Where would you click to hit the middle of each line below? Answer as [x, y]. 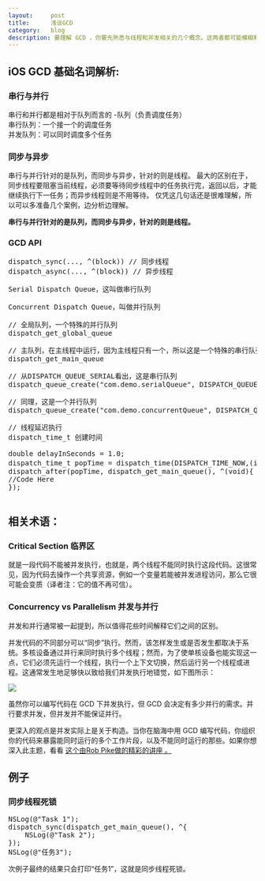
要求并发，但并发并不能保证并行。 [70, 713]
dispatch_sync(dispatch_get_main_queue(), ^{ [98, 827]
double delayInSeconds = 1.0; [67, 454]
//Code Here [31, 479]
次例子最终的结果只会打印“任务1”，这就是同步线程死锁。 [99, 869]
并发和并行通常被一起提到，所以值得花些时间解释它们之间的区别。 [115, 626]
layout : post [37, 15]
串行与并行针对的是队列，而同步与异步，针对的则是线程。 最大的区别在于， [130, 175]
